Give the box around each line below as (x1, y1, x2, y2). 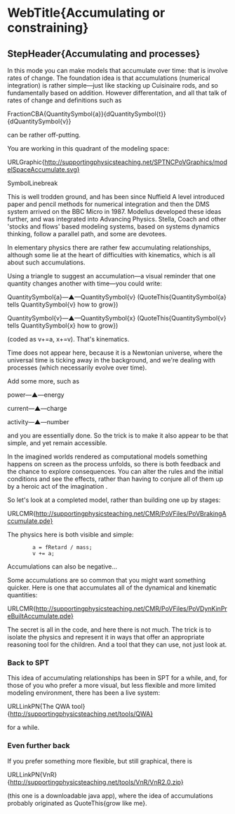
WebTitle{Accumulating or (7, 5, 166, 21)
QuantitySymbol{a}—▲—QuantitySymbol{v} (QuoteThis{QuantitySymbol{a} (7, 293, 227, 301)
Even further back (7, 741, 70, 751)
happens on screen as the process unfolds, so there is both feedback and (7, 460, 221, 468)
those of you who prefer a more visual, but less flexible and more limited (7, 681, 216, 690)
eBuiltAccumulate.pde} (7, 612, 74, 620)
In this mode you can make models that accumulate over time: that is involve (7, 67, 228, 74)
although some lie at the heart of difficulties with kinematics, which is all (7, 251, 215, 259)
